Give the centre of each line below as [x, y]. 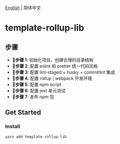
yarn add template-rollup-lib [36, 137]
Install [13, 126]
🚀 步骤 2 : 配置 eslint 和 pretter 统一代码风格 [55, 66]
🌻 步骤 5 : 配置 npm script [37, 85]
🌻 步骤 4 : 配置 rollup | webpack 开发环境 [52, 78]
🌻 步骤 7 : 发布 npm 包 [33, 97]
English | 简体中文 [23, 8]
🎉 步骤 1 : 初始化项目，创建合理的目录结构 [53, 60]
